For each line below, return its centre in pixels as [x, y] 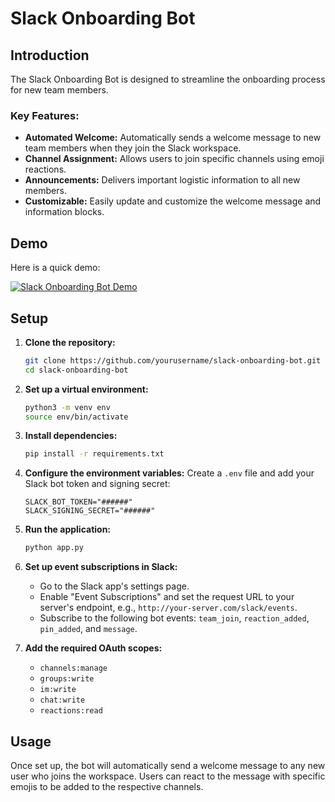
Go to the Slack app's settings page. [114, 586]
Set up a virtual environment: [86, 389]
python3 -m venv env [67, 407]
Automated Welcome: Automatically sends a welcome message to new [173, 138]
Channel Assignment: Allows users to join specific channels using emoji [174, 159]
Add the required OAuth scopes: [93, 648]
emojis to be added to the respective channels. [107, 786]
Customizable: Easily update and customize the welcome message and [173, 201]
